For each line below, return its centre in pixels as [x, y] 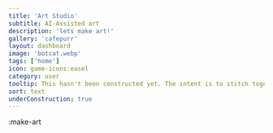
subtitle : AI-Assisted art [54, 24]
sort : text [27, 91]
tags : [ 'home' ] [34, 62]
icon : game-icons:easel [49, 69]
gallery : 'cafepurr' [43, 39]
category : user [34, 76]
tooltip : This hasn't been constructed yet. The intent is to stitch [129, 84]
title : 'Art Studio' [43, 16]
